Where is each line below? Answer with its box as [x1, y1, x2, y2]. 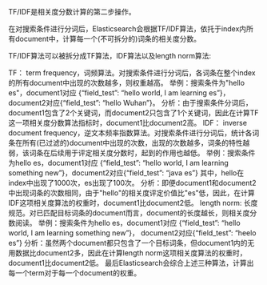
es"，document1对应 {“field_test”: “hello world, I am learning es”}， [8, 88, 230, 98]
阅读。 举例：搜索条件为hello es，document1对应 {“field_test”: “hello [14, 219, 241, 227]
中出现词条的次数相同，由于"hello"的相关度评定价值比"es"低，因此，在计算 [8, 188, 256, 198]
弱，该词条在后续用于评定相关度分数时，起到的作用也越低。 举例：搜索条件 [8, 148, 256, 158]
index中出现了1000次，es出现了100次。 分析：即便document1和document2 [8, 179, 257, 187]
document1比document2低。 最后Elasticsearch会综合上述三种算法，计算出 [8, 259, 254, 267]
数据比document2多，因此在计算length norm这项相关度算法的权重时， [14, 248, 247, 258]
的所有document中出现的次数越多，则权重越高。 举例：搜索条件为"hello [8, 78, 245, 87]
